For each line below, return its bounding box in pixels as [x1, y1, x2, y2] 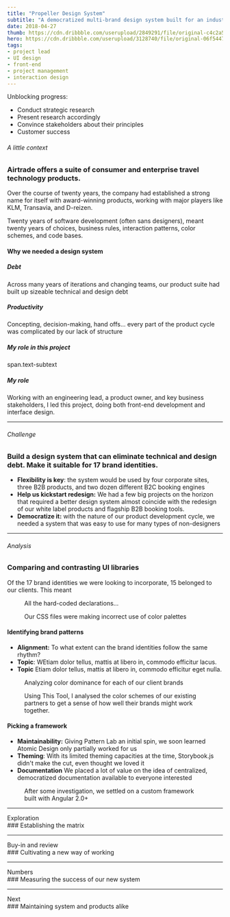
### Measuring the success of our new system [7, 875, 140, 883]
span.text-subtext [7, 361, 57, 369]
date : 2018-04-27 [7, 23, 57, 29]
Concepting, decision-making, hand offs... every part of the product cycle [7, 320, 215, 329]
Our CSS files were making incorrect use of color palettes [24, 612, 187, 621]
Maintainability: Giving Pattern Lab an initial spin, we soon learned [16, 737, 206, 745]
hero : [7, 36, 23, 43]
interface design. [7, 408, 55, 416]
